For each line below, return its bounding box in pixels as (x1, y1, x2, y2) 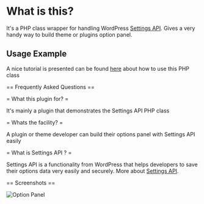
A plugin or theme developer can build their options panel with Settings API (6, 130, 195, 138)
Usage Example (6, 49, 67, 59)
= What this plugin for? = (6, 95, 69, 102)
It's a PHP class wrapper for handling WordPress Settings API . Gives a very (6, 24, 195, 32)
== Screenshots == (6, 179, 56, 186)
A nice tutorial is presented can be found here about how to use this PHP (6, 65, 190, 72)
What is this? (6, 4, 75, 18)
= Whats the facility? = (6, 118, 63, 126)
